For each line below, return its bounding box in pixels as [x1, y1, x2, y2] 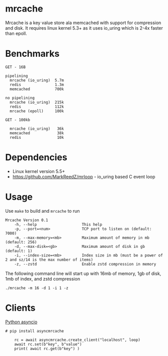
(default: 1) [5, 248, 33, 253]
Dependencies [5, 152, 67, 163]
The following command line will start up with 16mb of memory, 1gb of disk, [5, 270, 161, 277]
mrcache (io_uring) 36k [10, 126, 64, 131]
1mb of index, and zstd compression [5, 276, 80, 282]
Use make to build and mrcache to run [5, 208, 80, 214]
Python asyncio [5, 319, 38, 325]
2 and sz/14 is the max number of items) [5, 257, 94, 262]
